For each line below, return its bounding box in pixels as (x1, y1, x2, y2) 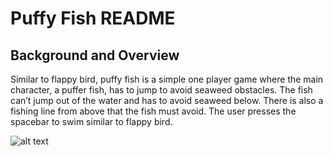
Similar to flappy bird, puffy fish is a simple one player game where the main (10, 73, 324, 85)
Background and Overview (10, 47, 180, 64)
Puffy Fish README (10, 7, 176, 30)
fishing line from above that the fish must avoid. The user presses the (10, 105, 297, 117)
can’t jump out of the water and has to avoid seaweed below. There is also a (10, 95, 324, 106)
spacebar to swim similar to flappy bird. (10, 116, 173, 127)
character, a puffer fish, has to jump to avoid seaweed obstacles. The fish (10, 84, 313, 96)
